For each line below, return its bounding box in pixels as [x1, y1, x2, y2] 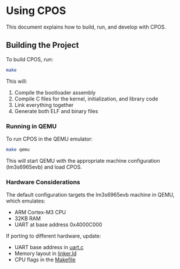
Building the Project [6, 40, 79, 50]
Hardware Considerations [6, 178, 80, 186]
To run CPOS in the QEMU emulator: [6, 135, 93, 142]
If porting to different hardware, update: [6, 232, 101, 240]
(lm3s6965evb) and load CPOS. [6, 163, 83, 170]
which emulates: [6, 197, 45, 205]
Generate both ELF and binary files [14, 107, 98, 114]
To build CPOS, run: [6, 55, 54, 62]
